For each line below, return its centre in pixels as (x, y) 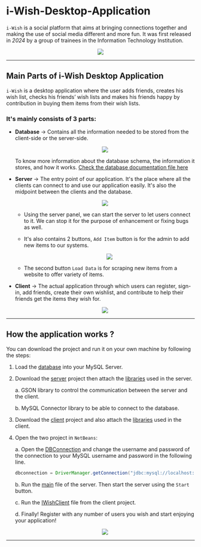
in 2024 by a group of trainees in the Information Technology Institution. (95, 40)
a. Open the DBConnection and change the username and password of (102, 449)
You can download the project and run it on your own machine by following (99, 349)
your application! (36, 520)
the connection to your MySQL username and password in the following (103, 455)
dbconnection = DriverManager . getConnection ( (72, 473)
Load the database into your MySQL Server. (69, 367)
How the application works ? (60, 335)
